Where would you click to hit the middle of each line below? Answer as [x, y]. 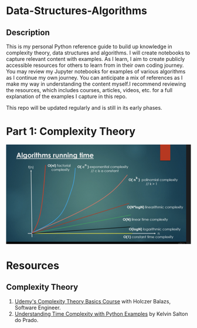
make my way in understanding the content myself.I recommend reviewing [96, 84]
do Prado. [26, 320]
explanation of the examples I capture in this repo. [67, 96]
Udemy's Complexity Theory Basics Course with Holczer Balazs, [93, 301]
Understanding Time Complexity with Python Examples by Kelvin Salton [101, 314]
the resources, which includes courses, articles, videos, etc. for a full [89, 90]
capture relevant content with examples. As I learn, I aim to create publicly [96, 59]
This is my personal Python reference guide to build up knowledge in [89, 46]
